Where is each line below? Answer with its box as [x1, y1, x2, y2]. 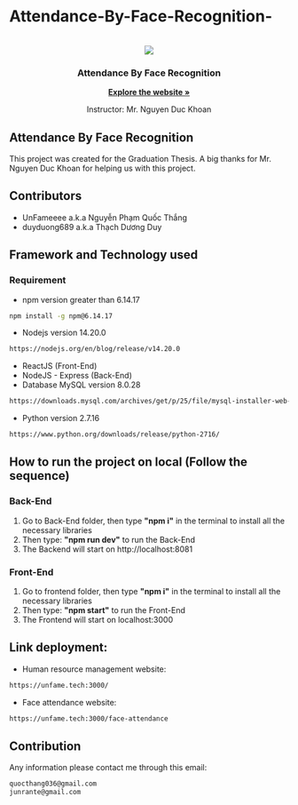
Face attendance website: [21, 697, 117, 707]
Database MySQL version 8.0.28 [21, 379, 141, 390]
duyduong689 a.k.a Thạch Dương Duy [21, 221, 162, 232]
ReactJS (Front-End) [21, 361, 98, 371]
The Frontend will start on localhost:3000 [21, 615, 174, 626]
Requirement [9, 274, 67, 286]
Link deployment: [9, 640, 108, 655]
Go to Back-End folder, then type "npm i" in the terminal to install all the [21, 515, 286, 526]
